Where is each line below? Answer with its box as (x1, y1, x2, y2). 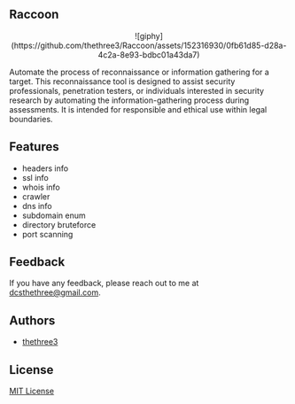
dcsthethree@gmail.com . (9, 287, 101, 298)
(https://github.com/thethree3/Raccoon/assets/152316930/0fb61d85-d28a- (11, 40, 287, 50)
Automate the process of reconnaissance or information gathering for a (9, 66, 270, 77)
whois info (21, 182, 60, 192)
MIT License (9, 385, 55, 397)
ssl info (21, 172, 49, 183)
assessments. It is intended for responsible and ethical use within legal (9, 104, 268, 114)
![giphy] (134, 30, 164, 41)
